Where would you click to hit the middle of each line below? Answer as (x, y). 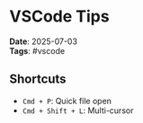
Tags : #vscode (37, 50)
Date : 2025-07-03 (44, 41)
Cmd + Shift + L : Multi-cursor (78, 110)
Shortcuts (38, 79)
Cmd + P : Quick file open (67, 101)
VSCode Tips (59, 17)
